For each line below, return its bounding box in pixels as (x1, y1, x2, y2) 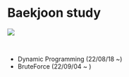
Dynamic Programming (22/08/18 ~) (17, 55, 123, 63)
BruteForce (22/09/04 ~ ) (17, 62, 92, 71)
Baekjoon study (7, 5, 101, 21)
